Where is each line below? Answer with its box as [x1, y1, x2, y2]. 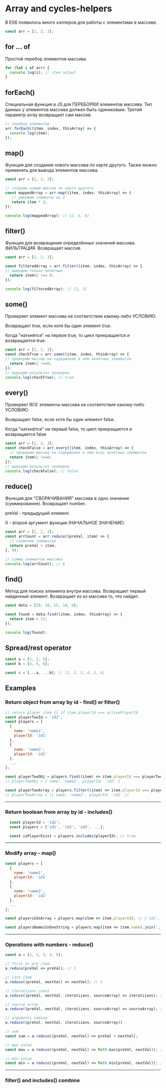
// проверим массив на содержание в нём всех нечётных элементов [9, 450, 147, 455]
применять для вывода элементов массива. [5, 167, 99, 173]
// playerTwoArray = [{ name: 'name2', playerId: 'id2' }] [5, 792, 129, 797]
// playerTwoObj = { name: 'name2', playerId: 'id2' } [5, 779, 121, 784]
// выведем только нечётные [5, 268, 63, 274]
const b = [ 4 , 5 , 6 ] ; [5, 662, 50, 666]
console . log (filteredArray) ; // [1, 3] [5, 286, 87, 291]
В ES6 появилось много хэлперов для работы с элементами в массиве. [5, 19, 158, 25]
